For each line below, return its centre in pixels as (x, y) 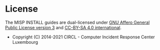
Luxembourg (25, 42)
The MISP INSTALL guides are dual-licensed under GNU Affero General (78, 22)
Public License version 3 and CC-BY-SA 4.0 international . (63, 27)
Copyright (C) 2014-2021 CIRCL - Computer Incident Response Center (83, 37)
